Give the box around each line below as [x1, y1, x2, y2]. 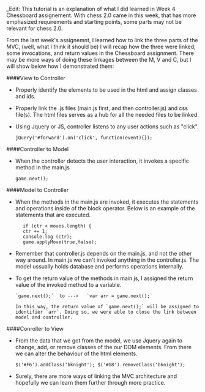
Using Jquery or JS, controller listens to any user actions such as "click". [15, 123, 199, 130]
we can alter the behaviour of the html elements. [15, 350, 138, 357]
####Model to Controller [6, 187, 69, 193]
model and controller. [15, 314, 73, 320]
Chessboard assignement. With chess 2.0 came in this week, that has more [6, 12, 196, 19]
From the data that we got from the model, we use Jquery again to [15, 337, 182, 344]
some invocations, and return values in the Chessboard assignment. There [6, 50, 195, 57]
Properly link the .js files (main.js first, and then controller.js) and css [15, 105, 188, 112]
